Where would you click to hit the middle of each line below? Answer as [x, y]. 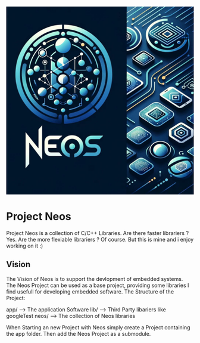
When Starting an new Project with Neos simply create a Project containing [98, 327]
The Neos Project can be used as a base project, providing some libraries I [98, 285]
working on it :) [25, 246]
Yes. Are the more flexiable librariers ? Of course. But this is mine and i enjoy [100, 239]
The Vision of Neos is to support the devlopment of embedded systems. [95, 279]
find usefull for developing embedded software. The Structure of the [90, 291]
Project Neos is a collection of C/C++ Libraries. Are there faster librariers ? [98, 233]
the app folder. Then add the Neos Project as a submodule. [79, 333]
